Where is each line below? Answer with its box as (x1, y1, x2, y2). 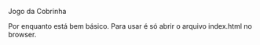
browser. (8, 30, 37, 39)
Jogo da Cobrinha (8, 7, 67, 16)
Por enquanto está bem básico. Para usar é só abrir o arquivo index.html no (8, 22, 253, 30)
